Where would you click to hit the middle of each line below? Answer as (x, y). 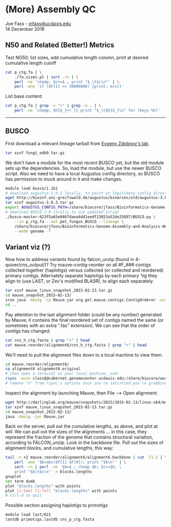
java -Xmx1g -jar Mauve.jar (35, 416)
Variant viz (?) (28, 247)
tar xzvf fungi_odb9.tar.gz (35, 153)
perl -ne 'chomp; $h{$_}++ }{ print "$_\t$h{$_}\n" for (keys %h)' (87, 111)
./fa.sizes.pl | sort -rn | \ (47, 77)
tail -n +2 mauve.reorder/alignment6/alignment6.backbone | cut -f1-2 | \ (86, 457)
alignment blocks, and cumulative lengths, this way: (59, 448)
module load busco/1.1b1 (32, 188)
